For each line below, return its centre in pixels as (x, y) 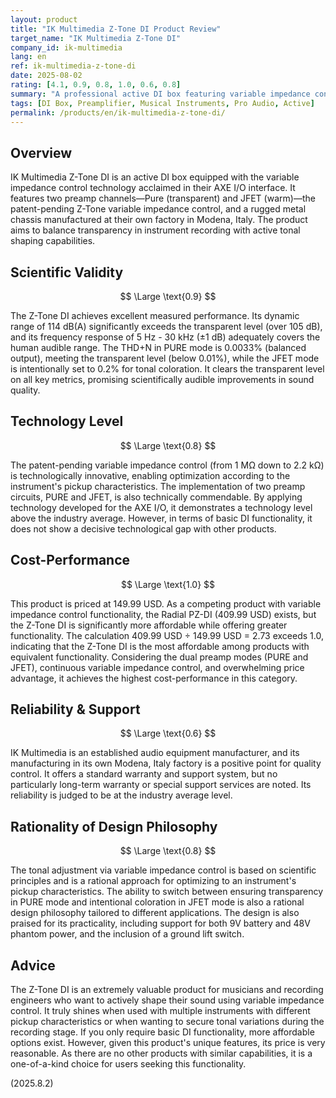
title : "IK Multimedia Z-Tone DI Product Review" (116, 29)
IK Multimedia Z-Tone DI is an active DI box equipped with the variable (155, 177)
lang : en (28, 57)
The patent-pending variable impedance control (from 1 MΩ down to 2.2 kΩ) (167, 465)
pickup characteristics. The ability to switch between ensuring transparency (167, 892)
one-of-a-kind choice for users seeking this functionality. (128, 1064)
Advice (33, 965)
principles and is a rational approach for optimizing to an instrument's (153, 881)
